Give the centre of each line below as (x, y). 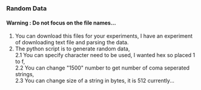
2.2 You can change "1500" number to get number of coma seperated (102, 68)
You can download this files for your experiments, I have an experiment (104, 36)
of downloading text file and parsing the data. (72, 43)
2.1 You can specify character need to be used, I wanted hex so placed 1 (105, 55)
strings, (25, 74)
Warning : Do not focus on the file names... (61, 23)
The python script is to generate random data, (72, 49)
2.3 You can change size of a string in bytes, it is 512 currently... (94, 81)
